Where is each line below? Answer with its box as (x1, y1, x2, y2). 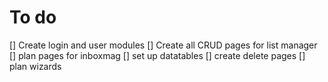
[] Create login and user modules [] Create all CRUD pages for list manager (9, 39, 318, 51)
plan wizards (9, 60, 62, 72)
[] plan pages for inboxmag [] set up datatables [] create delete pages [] (9, 49, 306, 61)
